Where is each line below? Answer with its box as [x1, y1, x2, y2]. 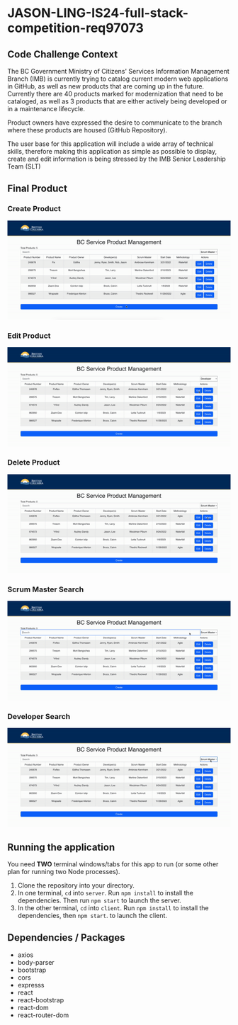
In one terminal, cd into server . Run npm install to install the [17, 889, 193, 897]
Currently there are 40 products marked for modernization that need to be [7, 90, 224, 98]
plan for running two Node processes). [7, 868, 120, 876]
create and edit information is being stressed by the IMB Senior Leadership [7, 154, 226, 163]
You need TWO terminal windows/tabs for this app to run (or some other [7, 860, 219, 868]
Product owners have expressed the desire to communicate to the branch [7, 118, 222, 127]
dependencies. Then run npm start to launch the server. [17, 896, 182, 905]
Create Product [7, 204, 62, 214]
